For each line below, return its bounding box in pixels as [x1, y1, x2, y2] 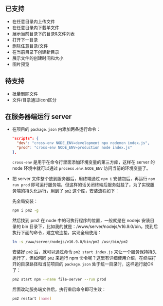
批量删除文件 [12, 91, 38, 97]
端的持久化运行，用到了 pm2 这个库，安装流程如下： [16, 187, 120, 194]
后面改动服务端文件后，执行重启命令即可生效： [12, 286, 106, 292]
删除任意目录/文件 [12, 43, 48, 49]
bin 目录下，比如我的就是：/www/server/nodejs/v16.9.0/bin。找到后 [21, 224, 158, 229]
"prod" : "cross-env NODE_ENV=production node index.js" [17, 145, 132, 150]
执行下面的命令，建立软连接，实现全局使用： [12, 229, 102, 235]
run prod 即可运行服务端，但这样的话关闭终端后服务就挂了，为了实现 [12, 182, 151, 187]
